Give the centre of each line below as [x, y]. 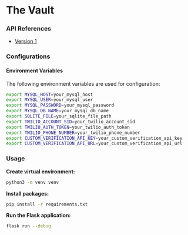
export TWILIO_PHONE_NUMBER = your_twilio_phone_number [73, 133]
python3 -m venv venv [33, 182]
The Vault [30, 10]
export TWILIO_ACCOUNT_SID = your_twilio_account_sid [70, 122]
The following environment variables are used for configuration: [83, 83]
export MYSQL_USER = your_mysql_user [50, 100]
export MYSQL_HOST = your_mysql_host [50, 95]
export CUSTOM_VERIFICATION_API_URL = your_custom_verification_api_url [94, 144]
